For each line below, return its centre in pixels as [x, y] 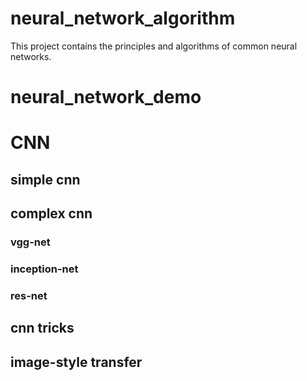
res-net [29, 295]
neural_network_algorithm [123, 18]
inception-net [44, 269]
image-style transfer [76, 362]
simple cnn [45, 179]
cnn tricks [42, 328]
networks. [31, 56]
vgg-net [30, 242]
